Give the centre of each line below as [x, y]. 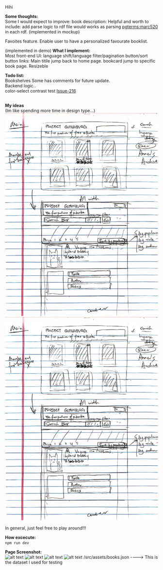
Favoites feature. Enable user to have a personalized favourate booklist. [76, 41]
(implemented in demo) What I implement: [48, 51]
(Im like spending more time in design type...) [50, 111]
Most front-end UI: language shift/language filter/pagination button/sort [76, 56]
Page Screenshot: [24, 552]
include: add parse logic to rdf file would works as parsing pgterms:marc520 [81, 27]
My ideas [15, 105]
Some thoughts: [22, 16]
